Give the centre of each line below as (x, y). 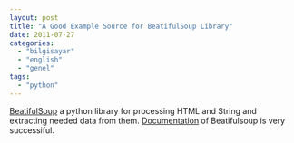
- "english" (40, 60)
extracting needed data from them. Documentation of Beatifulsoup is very (147, 120)
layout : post (34, 18)
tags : (20, 77)
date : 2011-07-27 (42, 34)
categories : (32, 43)
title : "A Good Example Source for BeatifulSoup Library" (121, 26)
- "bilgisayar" (46, 52)
